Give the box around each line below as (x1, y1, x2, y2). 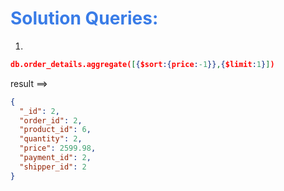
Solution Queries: (10, 7, 159, 30)
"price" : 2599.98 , (19, 143, 97, 154)
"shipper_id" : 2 (19, 162, 87, 172)
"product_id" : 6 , (19, 125, 92, 135)
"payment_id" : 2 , (19, 153, 92, 163)
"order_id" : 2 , (19, 115, 83, 126)
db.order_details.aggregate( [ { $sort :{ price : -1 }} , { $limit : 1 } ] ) (10, 59, 275, 69)
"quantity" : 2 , (19, 134, 83, 144)
